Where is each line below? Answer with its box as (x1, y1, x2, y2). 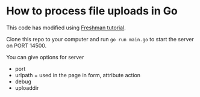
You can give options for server (6, 53, 84, 60)
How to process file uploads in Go (6, 4, 178, 18)
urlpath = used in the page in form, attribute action (14, 71, 140, 78)
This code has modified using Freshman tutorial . (6, 24, 127, 31)
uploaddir (14, 84, 39, 91)
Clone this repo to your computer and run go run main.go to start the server (6, 35, 194, 43)
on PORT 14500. (6, 42, 47, 49)
